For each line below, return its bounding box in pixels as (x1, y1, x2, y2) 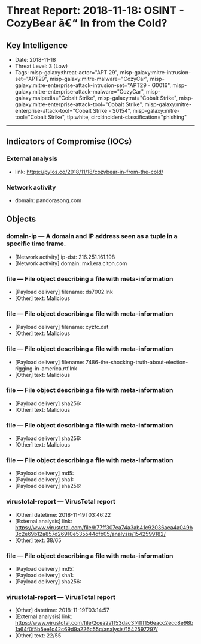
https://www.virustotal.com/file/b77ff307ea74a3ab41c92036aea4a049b (14, 523, 193, 531)
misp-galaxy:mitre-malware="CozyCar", (50, 76, 149, 82)
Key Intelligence (6, 40, 68, 50)
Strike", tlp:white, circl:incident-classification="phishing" (47, 113, 187, 121)
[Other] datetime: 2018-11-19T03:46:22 (14, 511, 111, 518)
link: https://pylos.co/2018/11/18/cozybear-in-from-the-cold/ (14, 168, 163, 175)
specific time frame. (6, 239, 66, 248)
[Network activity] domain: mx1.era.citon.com (14, 259, 127, 267)
